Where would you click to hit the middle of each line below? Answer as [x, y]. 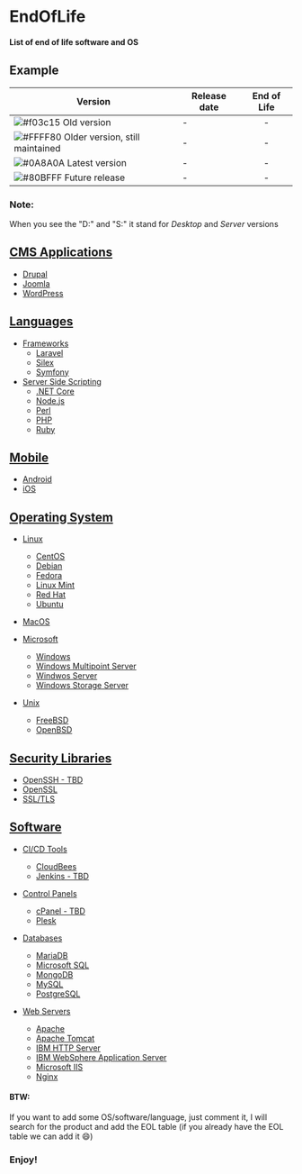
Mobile [29, 457]
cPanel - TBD [60, 911]
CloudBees [56, 866]
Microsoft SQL [62, 965]
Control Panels [50, 893]
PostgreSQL [58, 994]
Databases [42, 938]
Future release [95, 177]
